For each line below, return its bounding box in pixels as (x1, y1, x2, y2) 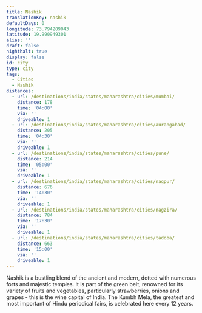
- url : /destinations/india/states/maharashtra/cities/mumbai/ (12, 94, 175, 100)
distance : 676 (17, 184, 53, 190)
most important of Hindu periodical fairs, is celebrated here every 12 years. (6, 300, 194, 308)
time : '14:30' (17, 190, 53, 196)
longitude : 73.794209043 (6, 26, 69, 32)
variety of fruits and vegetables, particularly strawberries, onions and (6, 287, 180, 295)
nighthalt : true (6, 49, 47, 55)
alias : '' (6, 37, 32, 43)
